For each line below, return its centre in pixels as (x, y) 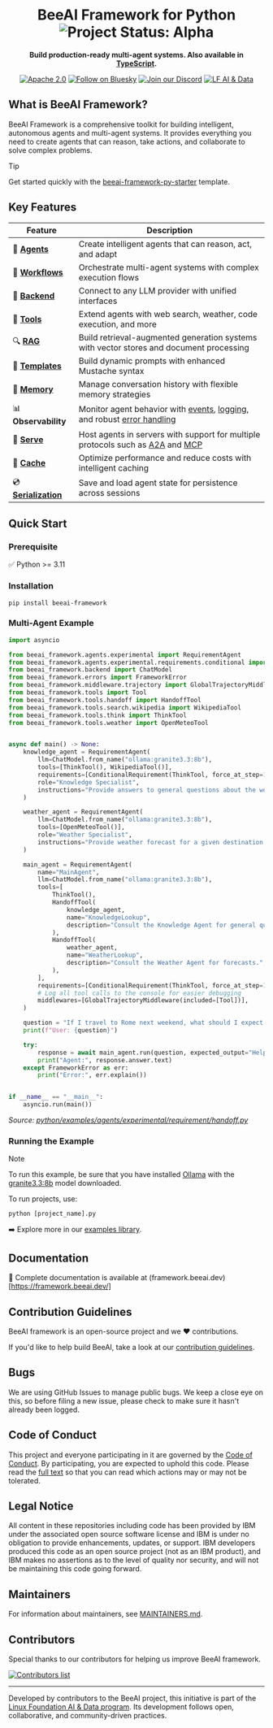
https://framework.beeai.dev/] (61, 1287)
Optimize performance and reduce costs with (165, 458)
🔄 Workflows (38, 272)
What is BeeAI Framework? (78, 104)
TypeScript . (136, 63)
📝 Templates (37, 366)
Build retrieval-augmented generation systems (168, 337)
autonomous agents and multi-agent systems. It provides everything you (130, 132)
